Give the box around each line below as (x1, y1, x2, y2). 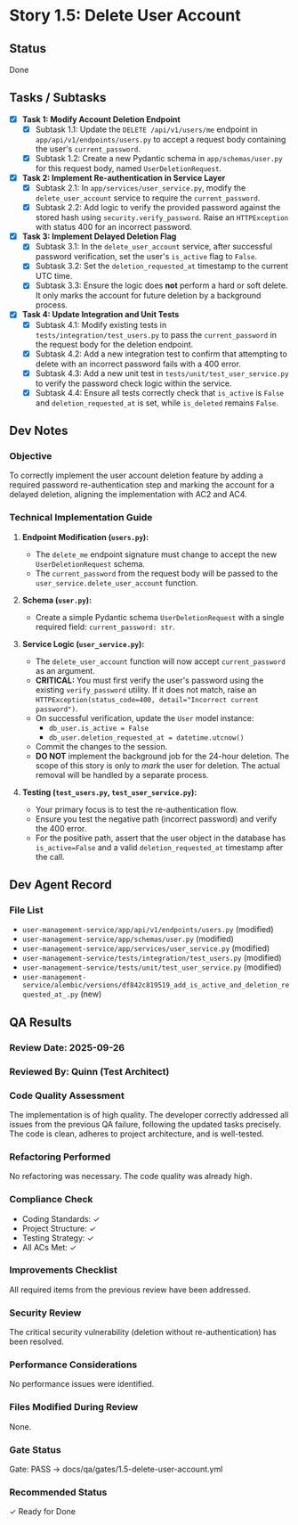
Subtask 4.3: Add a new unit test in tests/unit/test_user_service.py (35, 367, 289, 379)
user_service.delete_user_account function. (35, 577, 198, 588)
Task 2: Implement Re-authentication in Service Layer (21, 173, 226, 183)
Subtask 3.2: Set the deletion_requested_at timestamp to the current (35, 260, 289, 272)
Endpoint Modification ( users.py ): (21, 531, 149, 542)
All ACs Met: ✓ (21, 1242, 77, 1252)
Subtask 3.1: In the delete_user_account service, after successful (35, 242, 273, 252)
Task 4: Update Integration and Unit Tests (21, 309, 180, 320)
